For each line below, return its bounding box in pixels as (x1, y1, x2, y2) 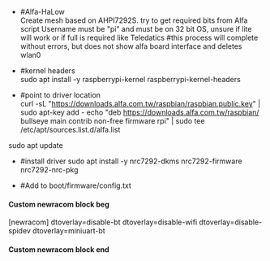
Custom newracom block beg (8, 199, 109, 209)
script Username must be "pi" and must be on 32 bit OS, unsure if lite (19, 24, 252, 33)
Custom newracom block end (8, 244, 109, 254)
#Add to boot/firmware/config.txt (19, 181, 131, 190)
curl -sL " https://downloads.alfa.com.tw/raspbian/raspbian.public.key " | (19, 99, 261, 108)
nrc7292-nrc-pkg (19, 165, 79, 174)
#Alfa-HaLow (19, 7, 65, 16)
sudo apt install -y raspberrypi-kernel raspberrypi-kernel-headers (19, 75, 241, 84)
